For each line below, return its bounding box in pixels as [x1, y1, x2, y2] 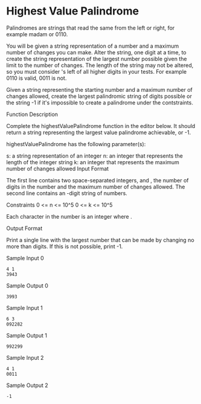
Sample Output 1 [6, 332, 47, 339]
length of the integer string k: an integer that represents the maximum [6, 158, 180, 165]
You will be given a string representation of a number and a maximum [6, 42, 179, 50]
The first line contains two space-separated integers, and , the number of [6, 176, 189, 184]
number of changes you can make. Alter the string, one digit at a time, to [6, 48, 187, 56]
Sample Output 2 [6, 382, 48, 389]
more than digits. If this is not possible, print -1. [6, 243, 123, 250]
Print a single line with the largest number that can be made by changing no [6, 236, 194, 243]
